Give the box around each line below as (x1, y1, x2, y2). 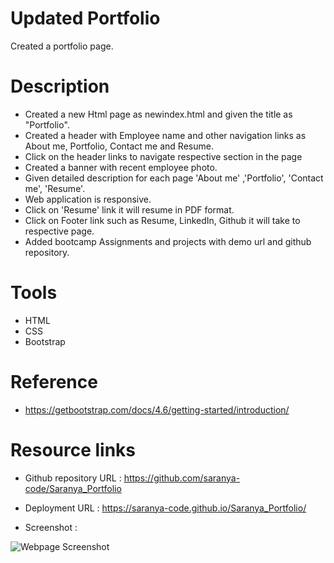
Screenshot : (24, 521, 78, 533)
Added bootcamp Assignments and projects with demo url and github (24, 235, 312, 247)
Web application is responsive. (24, 193, 152, 205)
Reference (10, 371, 98, 393)
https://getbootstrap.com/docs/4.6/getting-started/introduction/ (24, 403, 290, 416)
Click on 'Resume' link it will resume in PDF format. (24, 203, 235, 216)
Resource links (10, 438, 137, 461)
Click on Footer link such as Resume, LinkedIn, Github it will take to (24, 214, 301, 226)
